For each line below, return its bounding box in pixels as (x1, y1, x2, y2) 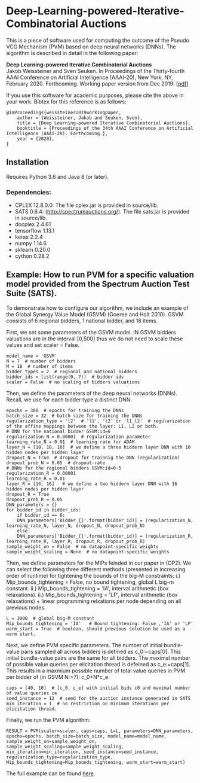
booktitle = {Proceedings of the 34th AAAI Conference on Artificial (17, 125, 194, 131)
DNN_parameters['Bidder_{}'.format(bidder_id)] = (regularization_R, (17, 533, 194, 539)
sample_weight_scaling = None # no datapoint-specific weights (6, 549, 170, 555)
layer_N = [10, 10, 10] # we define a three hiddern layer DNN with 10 (6, 444, 191, 450)
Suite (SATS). (6, 288, 57, 298)
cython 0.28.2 (14, 252, 50, 260)
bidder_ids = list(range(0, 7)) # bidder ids (6, 374, 124, 380)
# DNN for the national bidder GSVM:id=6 (6, 428, 111, 434)
